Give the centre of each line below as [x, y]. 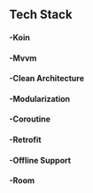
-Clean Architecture [47, 79]
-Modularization [40, 98]
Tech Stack [41, 15]
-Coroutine [30, 119]
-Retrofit [25, 139]
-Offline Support [40, 160]
